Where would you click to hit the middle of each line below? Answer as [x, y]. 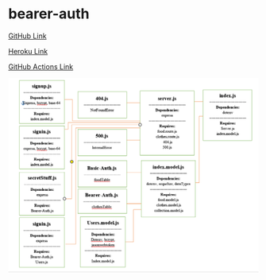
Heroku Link [28, 51]
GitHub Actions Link [41, 66]
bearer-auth [49, 14]
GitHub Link [27, 36]
